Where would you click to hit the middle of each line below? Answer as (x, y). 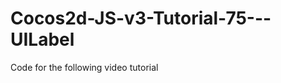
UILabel (42, 39)
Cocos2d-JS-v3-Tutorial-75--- (141, 18)
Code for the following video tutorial (84, 67)
